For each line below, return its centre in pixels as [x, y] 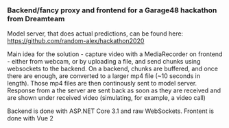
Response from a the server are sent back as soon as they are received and [114, 90]
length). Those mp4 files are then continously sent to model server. [102, 84]
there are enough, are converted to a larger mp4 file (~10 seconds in [104, 76]
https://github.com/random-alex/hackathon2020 [76, 41]
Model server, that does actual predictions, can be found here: [95, 34]
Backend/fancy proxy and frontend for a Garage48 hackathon [112, 10]
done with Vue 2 [30, 118]
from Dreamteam [36, 18]
